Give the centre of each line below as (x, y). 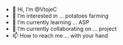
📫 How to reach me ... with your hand (60, 36)
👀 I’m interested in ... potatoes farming (60, 16)
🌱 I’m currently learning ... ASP (51, 22)
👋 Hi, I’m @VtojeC (34, 9)
